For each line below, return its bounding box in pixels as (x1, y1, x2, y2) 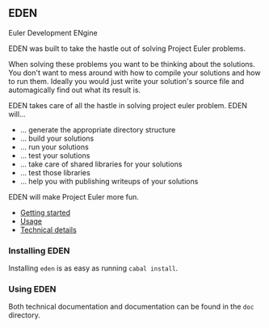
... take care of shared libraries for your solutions (19, 159, 183, 169)
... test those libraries (19, 167, 90, 177)
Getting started (19, 208, 71, 217)
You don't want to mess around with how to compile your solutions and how (8, 68, 261, 78)
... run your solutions (19, 141, 89, 152)
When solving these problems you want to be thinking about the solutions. (8, 59, 256, 69)
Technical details (19, 225, 77, 234)
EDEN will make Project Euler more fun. (8, 191, 140, 201)
